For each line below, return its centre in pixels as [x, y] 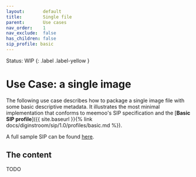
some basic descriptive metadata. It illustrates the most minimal [83, 106]
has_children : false [31, 39]
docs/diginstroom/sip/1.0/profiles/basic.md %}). [64, 125]
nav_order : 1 [26, 28]
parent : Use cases [36, 22]
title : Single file [39, 17]
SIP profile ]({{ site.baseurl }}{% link [49, 119]
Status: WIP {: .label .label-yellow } [48, 60]
